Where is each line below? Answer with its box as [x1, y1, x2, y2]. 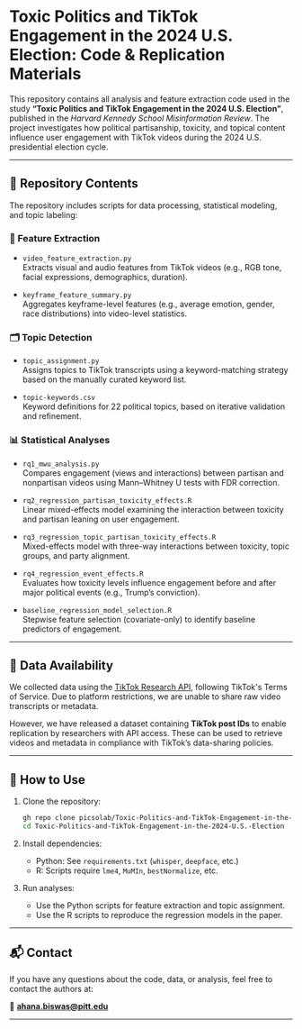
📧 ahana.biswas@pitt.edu [9, 1000, 109, 1011]
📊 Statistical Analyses [9, 434, 111, 447]
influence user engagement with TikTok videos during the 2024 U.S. [9, 132, 262, 142]
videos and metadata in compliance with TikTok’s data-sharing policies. [9, 737, 274, 749]
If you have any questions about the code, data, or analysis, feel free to [9, 973, 273, 984]
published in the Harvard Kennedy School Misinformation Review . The [9, 113, 270, 123]
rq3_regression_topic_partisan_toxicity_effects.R [22, 533, 217, 542]
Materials [9, 64, 82, 85]
